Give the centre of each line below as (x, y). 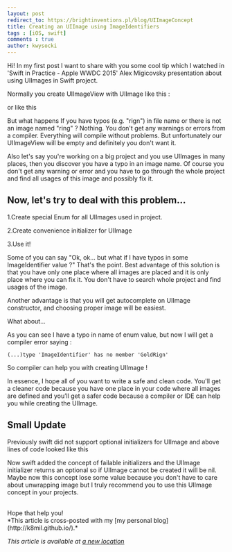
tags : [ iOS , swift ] (37, 33)
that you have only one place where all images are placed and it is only (108, 272)
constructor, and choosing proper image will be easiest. (87, 308)
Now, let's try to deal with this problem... (97, 200)
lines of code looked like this (48, 449)
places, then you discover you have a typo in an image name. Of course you (116, 164)
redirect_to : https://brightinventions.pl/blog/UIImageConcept (100, 20)
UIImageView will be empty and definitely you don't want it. (92, 143)
